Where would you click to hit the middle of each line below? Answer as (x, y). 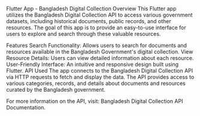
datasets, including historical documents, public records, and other (89, 21)
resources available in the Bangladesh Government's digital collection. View (100, 52)
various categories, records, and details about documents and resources (96, 83)
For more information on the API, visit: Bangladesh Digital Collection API (95, 101)
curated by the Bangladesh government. (56, 90)
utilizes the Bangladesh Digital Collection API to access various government (99, 15)
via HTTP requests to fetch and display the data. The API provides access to (100, 77)
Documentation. (26, 107)
